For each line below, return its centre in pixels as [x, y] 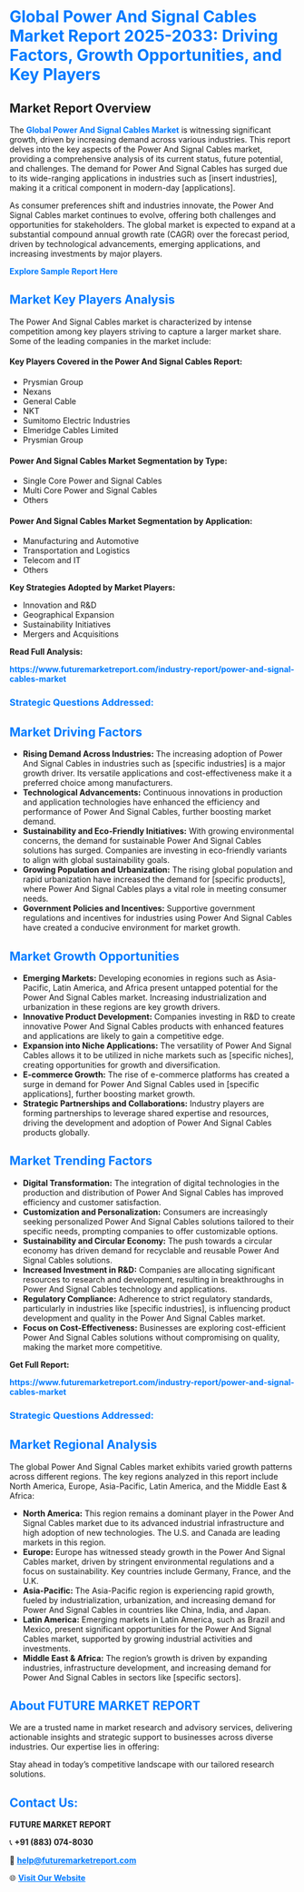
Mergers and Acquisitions [71, 634]
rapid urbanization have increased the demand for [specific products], [154, 879]
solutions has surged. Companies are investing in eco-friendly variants [155, 850]
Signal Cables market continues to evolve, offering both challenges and [143, 215]
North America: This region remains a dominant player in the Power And [158, 1513]
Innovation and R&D [59, 605]
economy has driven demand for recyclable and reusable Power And [151, 1250]
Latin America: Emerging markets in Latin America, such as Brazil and [154, 1620]
